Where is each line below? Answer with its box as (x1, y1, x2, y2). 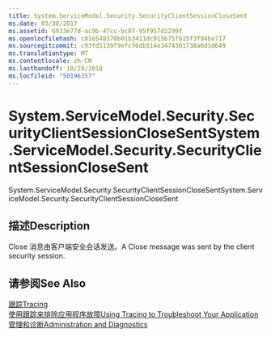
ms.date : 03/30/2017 (8, 19, 78, 27)
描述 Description (8, 219, 91, 233)
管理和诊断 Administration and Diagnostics (8, 320, 148, 330)
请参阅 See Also (8, 276, 87, 290)
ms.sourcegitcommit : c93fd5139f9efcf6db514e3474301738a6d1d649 (8, 42, 227, 50)
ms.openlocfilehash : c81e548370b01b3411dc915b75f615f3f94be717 (8, 34, 227, 43)
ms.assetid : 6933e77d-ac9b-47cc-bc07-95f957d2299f (8, 27, 183, 35)
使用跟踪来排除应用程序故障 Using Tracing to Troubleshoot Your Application (8, 310, 259, 319)
